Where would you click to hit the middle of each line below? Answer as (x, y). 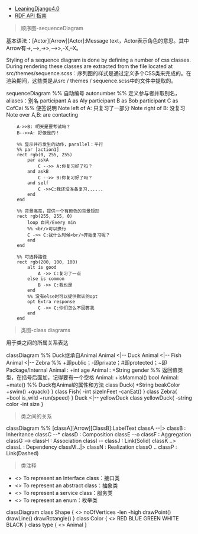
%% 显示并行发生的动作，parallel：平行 (60, 144)
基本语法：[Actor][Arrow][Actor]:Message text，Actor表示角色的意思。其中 (98, 41)
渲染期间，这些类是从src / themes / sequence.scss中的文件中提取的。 (91, 81)
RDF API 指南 (31, 15)
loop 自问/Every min (52, 223)
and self (38, 183)
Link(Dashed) (22, 453)
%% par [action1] (38, 150)
